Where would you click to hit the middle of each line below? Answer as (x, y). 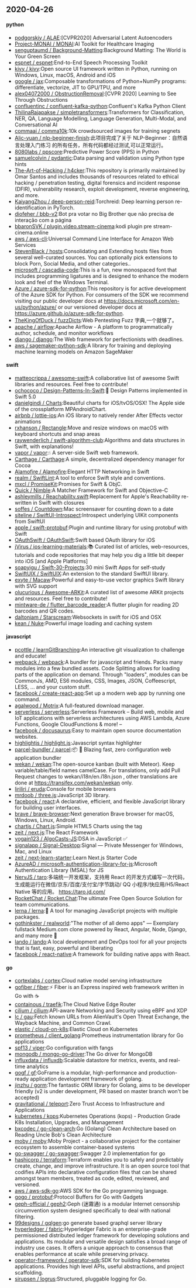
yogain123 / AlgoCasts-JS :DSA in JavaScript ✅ (71, 838)
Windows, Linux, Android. (46, 820)
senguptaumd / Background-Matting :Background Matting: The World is (100, 50)
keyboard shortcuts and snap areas (57, 434)
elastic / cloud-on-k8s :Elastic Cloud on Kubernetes (76, 1029)
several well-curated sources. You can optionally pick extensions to (96, 257)
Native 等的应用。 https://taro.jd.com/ (60, 892)
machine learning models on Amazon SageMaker (74, 352)
